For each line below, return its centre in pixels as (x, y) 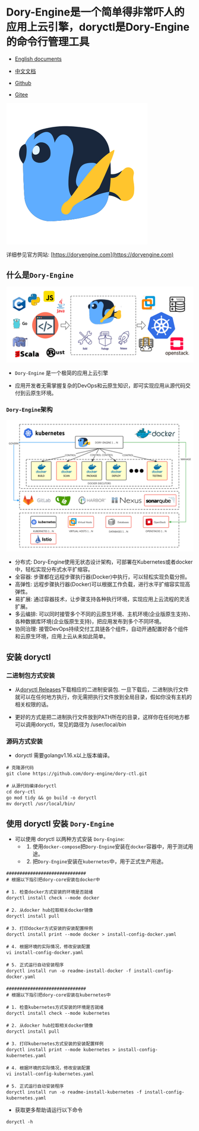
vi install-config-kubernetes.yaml (50, 1074)
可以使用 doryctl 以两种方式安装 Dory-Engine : (70, 839)
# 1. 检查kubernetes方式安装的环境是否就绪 (55, 1007)
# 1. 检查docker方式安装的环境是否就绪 (50, 892)
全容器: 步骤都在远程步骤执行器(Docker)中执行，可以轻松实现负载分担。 (102, 577)
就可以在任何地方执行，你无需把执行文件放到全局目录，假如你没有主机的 (103, 696)
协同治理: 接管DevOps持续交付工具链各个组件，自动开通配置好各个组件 (102, 629)
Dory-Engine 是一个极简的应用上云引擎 (61, 373)
